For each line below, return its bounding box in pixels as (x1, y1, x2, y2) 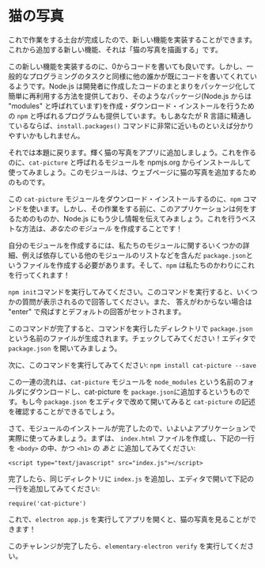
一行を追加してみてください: (8, 483, 100, 493)
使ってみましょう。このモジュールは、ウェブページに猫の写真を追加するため (8, 167, 257, 176)
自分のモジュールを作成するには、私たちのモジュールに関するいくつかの (8, 240, 244, 250)
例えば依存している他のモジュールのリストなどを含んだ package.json (21, 250, 247, 259)
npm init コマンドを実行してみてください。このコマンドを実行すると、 (8, 286, 237, 297)
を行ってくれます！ (8, 270, 70, 279)
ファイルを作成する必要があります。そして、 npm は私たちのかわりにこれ (21, 260, 256, 270)
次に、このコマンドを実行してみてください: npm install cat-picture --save (8, 360, 257, 369)
